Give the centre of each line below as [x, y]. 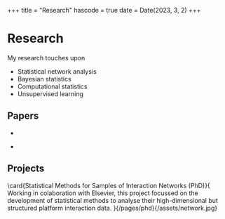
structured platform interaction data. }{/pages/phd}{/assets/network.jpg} [112, 208]
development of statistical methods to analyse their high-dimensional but [113, 200]
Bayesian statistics [44, 79]
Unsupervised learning [50, 93]
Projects [26, 169]
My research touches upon [46, 58]
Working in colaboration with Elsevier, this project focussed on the [103, 193]
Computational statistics [52, 86]
